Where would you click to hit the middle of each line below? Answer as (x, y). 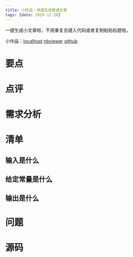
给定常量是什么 (29, 179)
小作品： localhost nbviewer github (41, 41)
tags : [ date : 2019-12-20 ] (33, 15)
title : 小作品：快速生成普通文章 (36, 10)
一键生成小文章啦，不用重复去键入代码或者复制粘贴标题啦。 (68, 30)
